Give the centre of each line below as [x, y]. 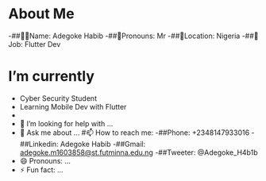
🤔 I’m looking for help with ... [66, 123]
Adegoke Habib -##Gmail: [102, 144]
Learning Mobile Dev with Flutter [73, 106]
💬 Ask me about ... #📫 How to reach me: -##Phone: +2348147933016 [135, 133]
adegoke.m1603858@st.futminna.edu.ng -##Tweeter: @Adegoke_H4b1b [139, 152]
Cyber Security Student [58, 98]
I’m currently [52, 77]
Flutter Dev [42, 44]
